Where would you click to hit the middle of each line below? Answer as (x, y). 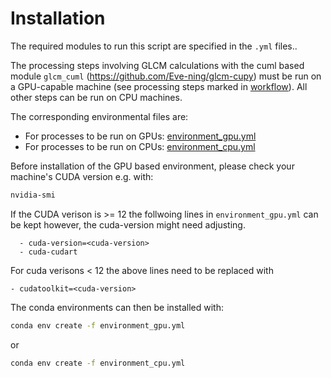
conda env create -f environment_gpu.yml (98, 325)
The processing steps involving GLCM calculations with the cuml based (157, 65)
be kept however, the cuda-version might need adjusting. (128, 224)
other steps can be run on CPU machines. (96, 97)
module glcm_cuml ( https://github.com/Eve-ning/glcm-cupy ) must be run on (166, 76)
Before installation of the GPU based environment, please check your (152, 166)
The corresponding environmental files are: (99, 116)
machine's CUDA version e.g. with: (82, 176)
